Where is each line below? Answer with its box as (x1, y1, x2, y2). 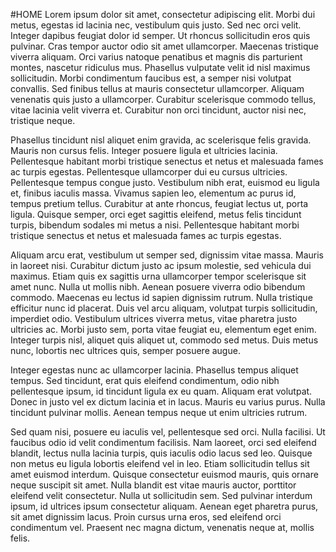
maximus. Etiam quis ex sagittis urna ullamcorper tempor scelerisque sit (10, 270, 307, 282)
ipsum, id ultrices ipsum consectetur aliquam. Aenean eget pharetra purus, (10, 500, 319, 512)
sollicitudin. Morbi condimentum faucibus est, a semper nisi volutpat (10, 72, 292, 84)
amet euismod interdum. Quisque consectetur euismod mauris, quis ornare (10, 469, 319, 480)
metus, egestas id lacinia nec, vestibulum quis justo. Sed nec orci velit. (10, 19, 302, 31)
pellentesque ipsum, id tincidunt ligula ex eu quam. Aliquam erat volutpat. (10, 385, 313, 397)
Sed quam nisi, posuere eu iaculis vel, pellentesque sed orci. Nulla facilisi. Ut (10, 426, 326, 438)
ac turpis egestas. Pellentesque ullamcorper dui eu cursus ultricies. (10, 166, 288, 178)
